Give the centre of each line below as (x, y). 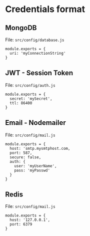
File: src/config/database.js (35, 40)
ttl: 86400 (21, 103)
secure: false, (25, 157)
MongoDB (21, 28)
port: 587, (21, 153)
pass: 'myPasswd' (32, 170)
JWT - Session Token (39, 73)
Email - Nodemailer (35, 123)
